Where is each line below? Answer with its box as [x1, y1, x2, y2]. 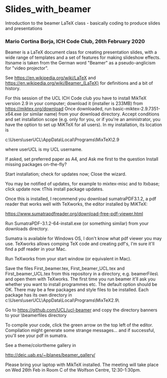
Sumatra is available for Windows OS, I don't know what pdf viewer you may [5, 235, 162, 241]
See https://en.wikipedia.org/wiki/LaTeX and [5, 75, 96, 81]
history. [5, 85, 21, 91]
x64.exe [5, 111, 22, 117]
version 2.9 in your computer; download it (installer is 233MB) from [5, 100, 143, 106]
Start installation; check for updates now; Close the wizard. [5, 171, 127, 177]
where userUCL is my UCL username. [5, 146, 83, 152]
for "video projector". [5, 65, 49, 71]
